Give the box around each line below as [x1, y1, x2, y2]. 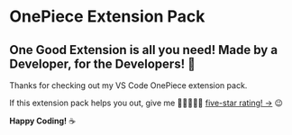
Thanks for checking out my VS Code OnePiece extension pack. [9, 80, 248, 91]
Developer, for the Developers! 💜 [9, 56, 196, 71]
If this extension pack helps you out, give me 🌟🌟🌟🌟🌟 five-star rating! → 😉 [9, 97, 284, 108]
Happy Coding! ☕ [9, 115, 77, 126]
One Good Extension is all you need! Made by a [9, 42, 278, 58]
